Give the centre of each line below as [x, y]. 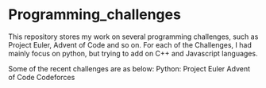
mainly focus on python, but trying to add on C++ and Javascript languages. [133, 53]
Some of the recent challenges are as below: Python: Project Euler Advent [129, 68]
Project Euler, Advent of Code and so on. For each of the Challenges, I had [130, 44]
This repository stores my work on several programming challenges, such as [133, 36]
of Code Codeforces [42, 77]
